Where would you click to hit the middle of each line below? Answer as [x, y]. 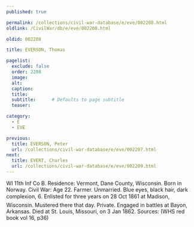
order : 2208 [27, 72]
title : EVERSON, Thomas [36, 50]
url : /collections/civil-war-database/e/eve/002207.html [84, 150]
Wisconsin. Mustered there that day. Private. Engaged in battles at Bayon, [97, 205]
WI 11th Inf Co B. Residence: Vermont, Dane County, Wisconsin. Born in [94, 183]
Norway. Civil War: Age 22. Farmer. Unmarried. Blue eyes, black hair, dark [97, 189]
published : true [26, 12]
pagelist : [19, 61]
